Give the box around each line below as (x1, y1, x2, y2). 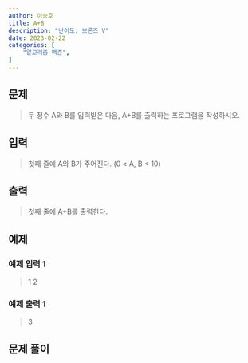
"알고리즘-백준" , (22, 49, 70, 57)
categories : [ (8, 41, 56, 49)
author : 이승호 (8, 11, 54, 20)
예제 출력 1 (8, 298, 46, 310)
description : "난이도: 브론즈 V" (8, 26, 109, 34)
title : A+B (8, 19, 45, 27)
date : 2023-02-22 (8, 34, 66, 42)
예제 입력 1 (8, 258, 46, 270)
